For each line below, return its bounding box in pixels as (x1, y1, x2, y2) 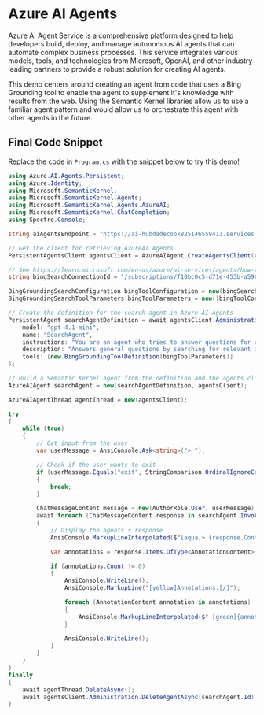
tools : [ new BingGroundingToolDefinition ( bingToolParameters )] (22, 353, 234, 361)
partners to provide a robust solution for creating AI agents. (34, 64, 226, 73)
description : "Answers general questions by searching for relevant (22, 346, 251, 354)
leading (8, 64, 33, 73)
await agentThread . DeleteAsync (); (22, 686, 135, 694)
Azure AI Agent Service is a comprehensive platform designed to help (8, 31, 234, 40)
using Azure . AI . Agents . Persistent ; (8, 172, 125, 180)
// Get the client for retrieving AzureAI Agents (8, 244, 174, 252)
